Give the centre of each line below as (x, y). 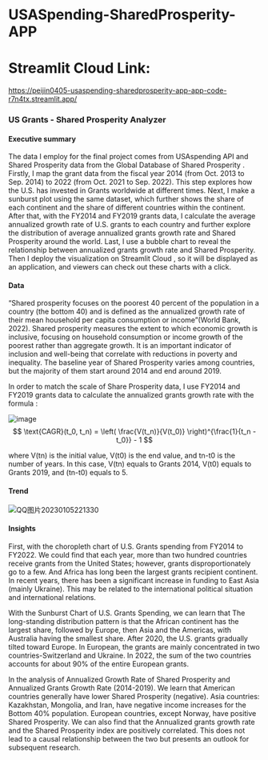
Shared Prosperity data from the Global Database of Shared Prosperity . (127, 165)
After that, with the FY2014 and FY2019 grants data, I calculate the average (132, 216)
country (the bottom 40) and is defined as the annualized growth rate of (127, 312)
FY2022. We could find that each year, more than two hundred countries (128, 554)
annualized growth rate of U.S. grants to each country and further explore (130, 225)
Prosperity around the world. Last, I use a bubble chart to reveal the (120, 242)
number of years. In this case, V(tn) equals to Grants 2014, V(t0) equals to (130, 464)
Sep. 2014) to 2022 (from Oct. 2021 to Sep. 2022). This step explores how (130, 182)
